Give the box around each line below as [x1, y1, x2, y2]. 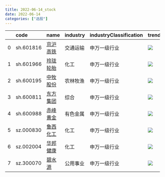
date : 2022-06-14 [5, 12, 41, 17]
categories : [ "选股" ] [5, 16, 48, 21]
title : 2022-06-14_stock [5, 7, 56, 12]
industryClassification [89, 32, 143, 39]
